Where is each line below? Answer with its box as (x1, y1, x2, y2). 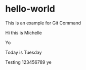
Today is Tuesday (5, 49, 42, 55)
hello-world (5, 3, 56, 15)
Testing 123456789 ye (5, 59, 52, 65)
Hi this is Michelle (5, 29, 42, 36)
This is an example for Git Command (5, 20, 81, 26)
